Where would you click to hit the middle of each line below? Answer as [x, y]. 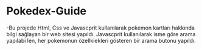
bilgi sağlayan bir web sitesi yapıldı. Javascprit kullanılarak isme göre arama [101, 34]
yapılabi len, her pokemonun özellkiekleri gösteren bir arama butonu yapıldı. [101, 40]
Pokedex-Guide [47, 11]
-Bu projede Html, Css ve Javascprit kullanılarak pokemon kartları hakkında [100, 28]
